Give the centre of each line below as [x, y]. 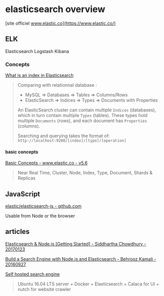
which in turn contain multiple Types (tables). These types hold [83, 115]
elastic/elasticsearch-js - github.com [43, 206]
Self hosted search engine [33, 274]
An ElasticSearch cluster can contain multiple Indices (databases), [87, 110]
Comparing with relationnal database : [57, 85]
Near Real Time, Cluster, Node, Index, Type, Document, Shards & [85, 173]
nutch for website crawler [44, 289]
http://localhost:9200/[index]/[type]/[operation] [72, 141]
